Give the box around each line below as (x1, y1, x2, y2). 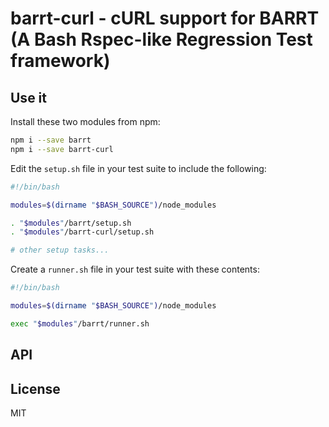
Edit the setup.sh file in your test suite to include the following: (10, 162, 267, 174)
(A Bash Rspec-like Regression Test (10, 28, 313, 51)
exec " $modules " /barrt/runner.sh (10, 318, 150, 329)
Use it (10, 89, 47, 106)
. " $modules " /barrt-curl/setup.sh (10, 227, 155, 237)
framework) (10, 50, 111, 72)
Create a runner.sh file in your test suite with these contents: (10, 263, 260, 276)
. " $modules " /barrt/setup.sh (10, 218, 132, 228)
